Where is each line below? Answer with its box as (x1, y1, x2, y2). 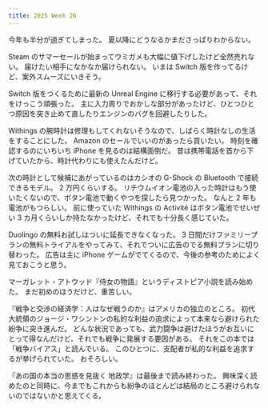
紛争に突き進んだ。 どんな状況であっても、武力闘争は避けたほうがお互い (8, 323, 248, 333)
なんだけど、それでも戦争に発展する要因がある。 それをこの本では (35, 334, 254, 343)
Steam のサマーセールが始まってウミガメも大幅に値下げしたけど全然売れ (8, 51, 248, 61)
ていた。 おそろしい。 (50, 354, 122, 363)
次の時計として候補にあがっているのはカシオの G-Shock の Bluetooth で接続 (8, 173, 258, 182)
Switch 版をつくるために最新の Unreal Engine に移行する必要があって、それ (8, 89, 258, 98)
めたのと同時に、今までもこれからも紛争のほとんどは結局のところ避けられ (8, 381, 254, 390)
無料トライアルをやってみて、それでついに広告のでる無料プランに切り (29, 239, 260, 249)
